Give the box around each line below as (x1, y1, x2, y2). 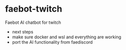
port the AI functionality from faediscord (12, 39, 93, 45)
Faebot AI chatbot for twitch (5, 19, 61, 25)
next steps (12, 29, 34, 34)
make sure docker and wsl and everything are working (12, 34, 122, 40)
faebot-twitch (5, 3, 62, 15)
